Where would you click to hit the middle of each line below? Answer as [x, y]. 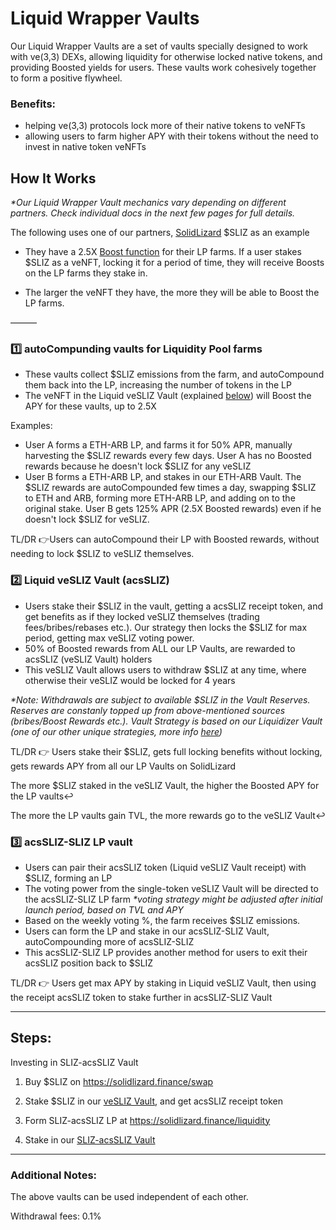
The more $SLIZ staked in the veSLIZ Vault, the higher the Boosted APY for [165, 785]
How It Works [53, 178]
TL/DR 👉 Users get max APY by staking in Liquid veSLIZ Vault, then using [163, 983]
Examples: [31, 426]
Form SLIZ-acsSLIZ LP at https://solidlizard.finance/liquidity [147, 1120]
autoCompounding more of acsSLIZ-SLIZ [109, 941]
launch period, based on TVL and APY [104, 909]
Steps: [31, 1038]
